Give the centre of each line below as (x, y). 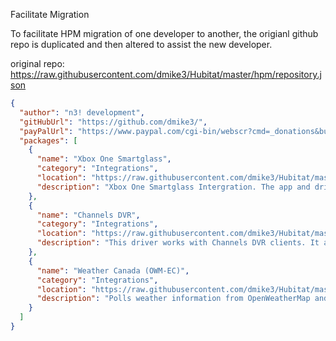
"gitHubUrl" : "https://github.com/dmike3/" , (113, 122)
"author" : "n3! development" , (82, 112)
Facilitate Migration (50, 14)
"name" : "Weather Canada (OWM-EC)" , (113, 270)
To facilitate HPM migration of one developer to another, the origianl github (164, 33)
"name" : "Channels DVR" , (88, 215)
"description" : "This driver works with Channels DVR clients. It (178, 243)
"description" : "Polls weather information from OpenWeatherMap (173, 299)
